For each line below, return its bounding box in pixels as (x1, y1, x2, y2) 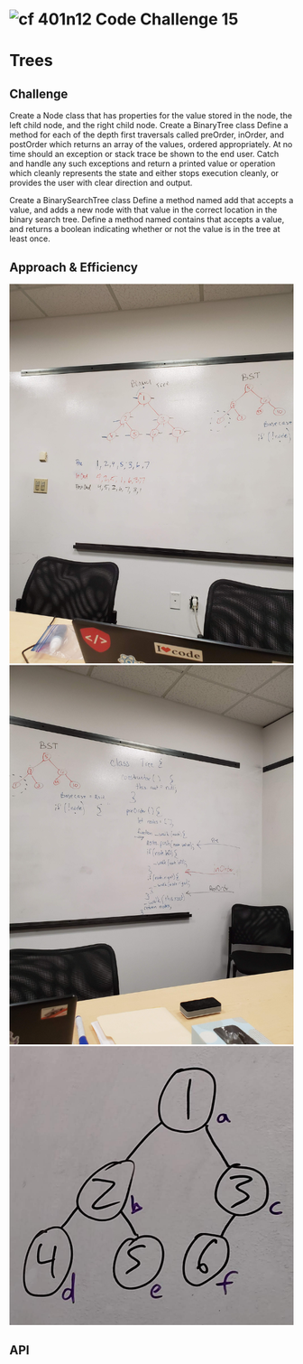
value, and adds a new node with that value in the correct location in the (9, 204, 278, 216)
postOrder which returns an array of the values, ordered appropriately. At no (9, 139, 293, 150)
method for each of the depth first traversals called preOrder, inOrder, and (9, 129, 285, 140)
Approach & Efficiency (9, 259, 138, 275)
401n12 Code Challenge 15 (37, 9, 239, 30)
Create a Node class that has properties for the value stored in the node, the (9, 110, 293, 121)
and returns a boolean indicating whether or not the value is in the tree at (9, 224, 280, 235)
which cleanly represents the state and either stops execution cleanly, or (9, 168, 280, 179)
